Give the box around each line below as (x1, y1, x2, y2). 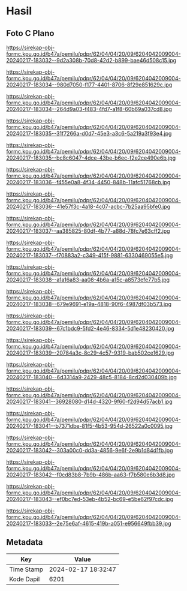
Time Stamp (9, 565, 44, 574)
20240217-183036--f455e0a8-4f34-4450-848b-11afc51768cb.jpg (6, 179, 171, 185)
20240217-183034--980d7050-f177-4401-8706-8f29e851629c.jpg (6, 81, 173, 88)
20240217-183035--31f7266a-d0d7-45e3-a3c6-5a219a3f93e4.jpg (6, 130, 172, 137)
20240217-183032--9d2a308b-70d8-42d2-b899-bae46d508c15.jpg (6, 57, 177, 64)
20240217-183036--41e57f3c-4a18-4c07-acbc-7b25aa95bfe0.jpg (6, 203, 171, 210)
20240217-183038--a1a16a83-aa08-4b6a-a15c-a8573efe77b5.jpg (6, 276, 170, 283)
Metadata (6, 537, 43, 547)
